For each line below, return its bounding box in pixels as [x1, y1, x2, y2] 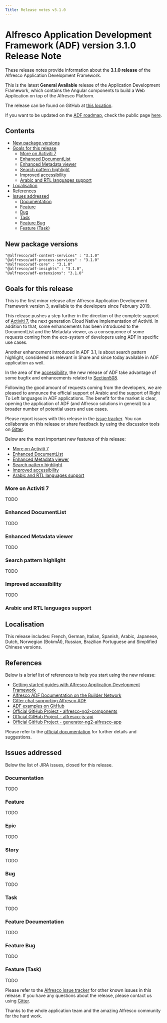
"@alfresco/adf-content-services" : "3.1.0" [5, 253, 99, 259]
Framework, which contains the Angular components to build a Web [5, 87, 145, 93]
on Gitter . [5, 426, 24, 432]
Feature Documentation [5, 918, 64, 925]
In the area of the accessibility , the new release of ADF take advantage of [5, 369, 156, 375]
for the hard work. [5, 1012, 42, 1019]
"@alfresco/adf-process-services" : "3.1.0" [5, 258, 99, 263]
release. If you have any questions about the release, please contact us [5, 992, 152, 998]
